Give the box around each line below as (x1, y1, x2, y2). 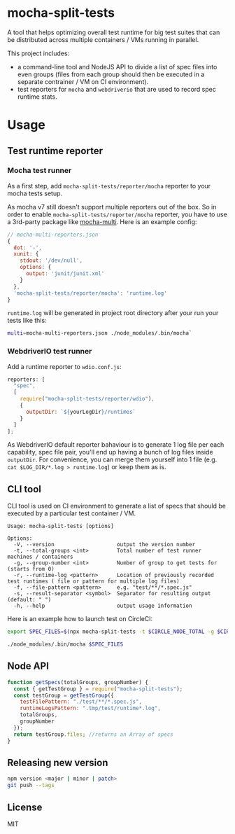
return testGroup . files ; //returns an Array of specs (13, 730, 173, 738)
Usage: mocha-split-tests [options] (7, 523, 114, 530)
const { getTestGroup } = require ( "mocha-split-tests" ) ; (13, 685, 183, 693)
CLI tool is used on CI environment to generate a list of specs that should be (7, 502, 226, 510)
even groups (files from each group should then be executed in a (17, 70, 205, 78)
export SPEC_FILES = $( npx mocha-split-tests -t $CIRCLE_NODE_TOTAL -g (7, 628, 215, 635)
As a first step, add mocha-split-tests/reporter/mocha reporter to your (7, 181, 211, 190)
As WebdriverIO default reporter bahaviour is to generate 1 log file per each (7, 440, 225, 449)
